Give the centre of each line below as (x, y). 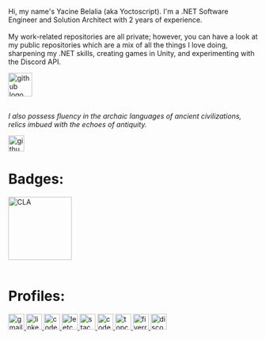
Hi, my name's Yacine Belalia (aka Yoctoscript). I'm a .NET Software (118, 11)
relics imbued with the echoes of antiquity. (78, 124)
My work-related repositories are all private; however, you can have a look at (133, 36)
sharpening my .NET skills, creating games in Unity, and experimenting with (131, 53)
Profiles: (37, 296)
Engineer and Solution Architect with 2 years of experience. (105, 20)
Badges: (36, 179)
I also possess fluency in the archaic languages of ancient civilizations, (125, 116)
